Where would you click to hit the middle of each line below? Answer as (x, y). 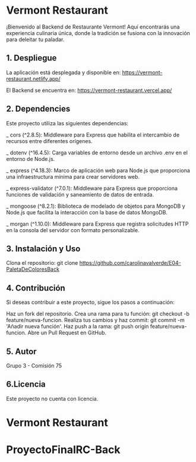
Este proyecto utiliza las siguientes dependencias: (67, 123)
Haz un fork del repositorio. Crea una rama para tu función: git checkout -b (98, 314)
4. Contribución (36, 288)
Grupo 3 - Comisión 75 (34, 366)
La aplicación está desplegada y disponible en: (64, 72)
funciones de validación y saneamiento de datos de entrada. (80, 194)
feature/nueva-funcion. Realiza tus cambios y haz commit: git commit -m (96, 320)
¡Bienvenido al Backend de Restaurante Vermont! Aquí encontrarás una (93, 27)
